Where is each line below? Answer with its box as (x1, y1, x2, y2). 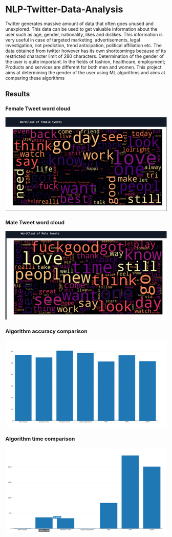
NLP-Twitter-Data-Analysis (5, 4, 123, 15)
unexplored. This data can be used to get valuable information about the (5, 26, 158, 32)
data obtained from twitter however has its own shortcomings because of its (5, 48, 166, 54)
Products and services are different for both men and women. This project (5, 64, 162, 70)
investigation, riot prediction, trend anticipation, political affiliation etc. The (5, 42, 162, 48)
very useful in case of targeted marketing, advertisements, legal (5, 37, 140, 43)
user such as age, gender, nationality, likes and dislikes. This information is (5, 31, 163, 37)
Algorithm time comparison (5, 435, 75, 442)
